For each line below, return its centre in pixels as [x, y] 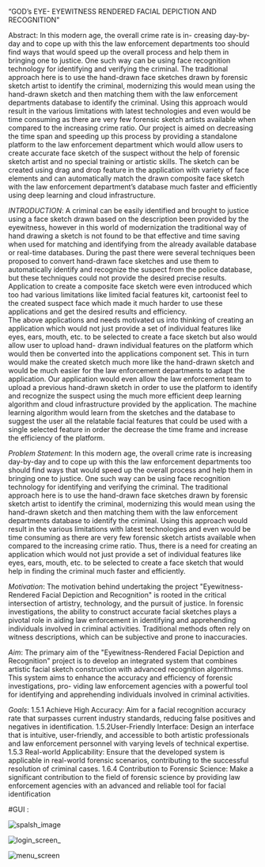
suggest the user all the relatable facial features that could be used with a [128, 421]
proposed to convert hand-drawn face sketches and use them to [114, 261]
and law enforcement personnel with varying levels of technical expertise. [129, 743]
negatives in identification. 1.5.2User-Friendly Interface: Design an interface [131, 727]
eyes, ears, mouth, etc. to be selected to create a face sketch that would [126, 563]
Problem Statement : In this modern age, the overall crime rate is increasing [130, 453]
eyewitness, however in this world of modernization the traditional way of [127, 227]
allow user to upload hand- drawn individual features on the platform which [131, 345]
